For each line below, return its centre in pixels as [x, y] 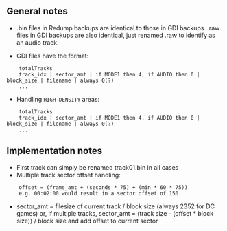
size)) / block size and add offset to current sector [87, 221]
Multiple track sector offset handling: [68, 175]
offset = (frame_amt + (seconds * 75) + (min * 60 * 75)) [103, 187]
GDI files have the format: [52, 56]
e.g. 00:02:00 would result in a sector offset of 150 [99, 193]
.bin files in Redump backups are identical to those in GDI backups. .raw [118, 27]
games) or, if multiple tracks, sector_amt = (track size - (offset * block [115, 213]
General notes [37, 11]
